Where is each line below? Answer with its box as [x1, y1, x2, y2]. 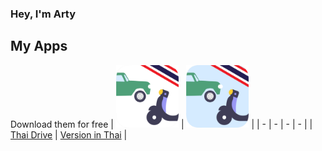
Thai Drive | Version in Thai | [10, 128, 128, 141]
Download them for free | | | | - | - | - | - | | [10, 118, 313, 130]
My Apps [10, 38, 68, 55]
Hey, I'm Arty [10, 7, 77, 21]
